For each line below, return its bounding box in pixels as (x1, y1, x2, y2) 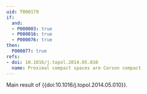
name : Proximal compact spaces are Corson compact (11, 64, 142, 71)
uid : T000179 (6, 8, 39, 15)
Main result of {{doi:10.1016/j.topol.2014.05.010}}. (6, 81, 128, 89)
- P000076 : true (11, 37, 52, 43)
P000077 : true (11, 48, 47, 54)
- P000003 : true (11, 25, 52, 32)
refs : (6, 54, 20, 60)
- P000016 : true (11, 31, 52, 37)
